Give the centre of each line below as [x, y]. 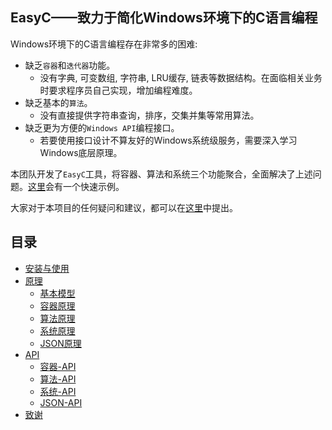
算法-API [58, 379]
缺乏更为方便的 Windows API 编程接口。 [102, 127]
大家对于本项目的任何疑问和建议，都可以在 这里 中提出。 [124, 207]
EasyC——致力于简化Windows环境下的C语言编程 [164, 18]
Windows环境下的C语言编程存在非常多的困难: [104, 44]
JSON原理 [60, 343]
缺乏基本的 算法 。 [58, 102]
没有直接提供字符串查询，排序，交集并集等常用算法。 [149, 115]
